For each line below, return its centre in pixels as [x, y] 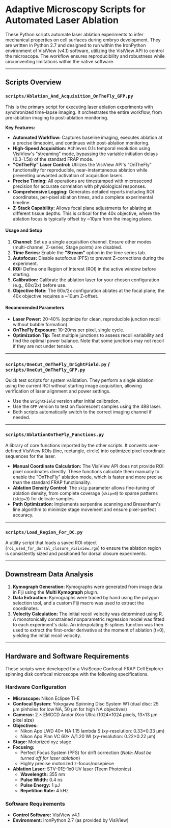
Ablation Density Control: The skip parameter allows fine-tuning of [84, 488]
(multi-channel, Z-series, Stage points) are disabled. [67, 247]
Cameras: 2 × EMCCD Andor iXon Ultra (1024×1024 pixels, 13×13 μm [85, 714]
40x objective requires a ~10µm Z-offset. [55, 296]
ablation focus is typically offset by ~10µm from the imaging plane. [82, 218]
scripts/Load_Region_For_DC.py [44, 532]
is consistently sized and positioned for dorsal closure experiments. [76, 553]
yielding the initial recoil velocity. [47, 635]
